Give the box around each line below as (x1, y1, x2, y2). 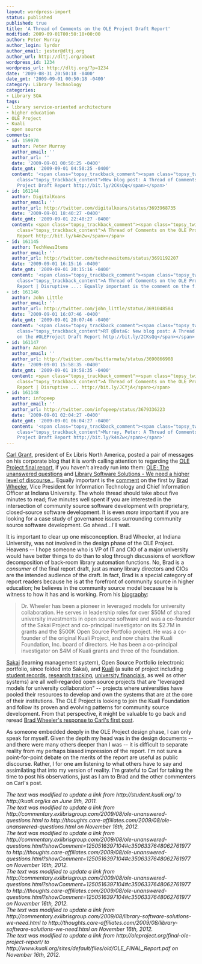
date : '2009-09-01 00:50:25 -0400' (11, 160, 101, 166)
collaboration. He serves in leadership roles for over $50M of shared (20, 609, 191, 616)
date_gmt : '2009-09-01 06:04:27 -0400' (11, 418, 112, 424)
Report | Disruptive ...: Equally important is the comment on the (17, 283, 189, 289)
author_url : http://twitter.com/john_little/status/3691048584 (11, 305, 173, 312)
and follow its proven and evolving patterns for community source (6, 704, 170, 711)
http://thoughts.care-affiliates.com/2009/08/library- (47, 919, 179, 927)
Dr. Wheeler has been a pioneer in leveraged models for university (20, 602, 185, 610)
